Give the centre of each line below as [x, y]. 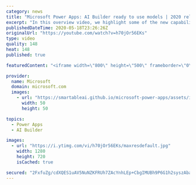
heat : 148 [18, 50]
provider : [18, 76]
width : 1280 [31, 151]
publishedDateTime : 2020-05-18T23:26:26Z [57, 28]
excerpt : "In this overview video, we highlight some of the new [87, 22]
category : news [24, 11]
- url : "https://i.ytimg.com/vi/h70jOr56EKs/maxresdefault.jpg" [91, 146]
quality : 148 [22, 44]
